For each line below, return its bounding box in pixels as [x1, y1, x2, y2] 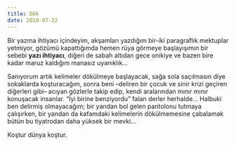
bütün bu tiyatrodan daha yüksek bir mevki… [7, 117, 136, 125]
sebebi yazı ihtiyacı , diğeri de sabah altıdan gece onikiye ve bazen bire [7, 51, 214, 60]
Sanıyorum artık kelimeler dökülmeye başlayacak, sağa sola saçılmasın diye [7, 72, 226, 81]
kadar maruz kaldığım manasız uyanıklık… [7, 58, 129, 67]
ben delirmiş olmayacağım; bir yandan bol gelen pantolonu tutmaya [7, 102, 202, 110]
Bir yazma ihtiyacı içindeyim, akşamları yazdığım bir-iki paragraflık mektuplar [7, 36, 229, 44]
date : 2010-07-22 [7, 17, 58, 24]
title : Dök [7, 10, 39, 18]
